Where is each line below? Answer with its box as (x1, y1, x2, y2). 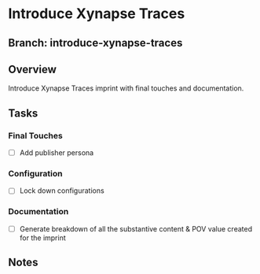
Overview (8, 62, 57, 76)
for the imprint (19, 233, 67, 243)
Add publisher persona (19, 148, 94, 157)
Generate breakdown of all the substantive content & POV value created (19, 224, 253, 233)
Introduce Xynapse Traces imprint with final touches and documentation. (8, 83, 244, 93)
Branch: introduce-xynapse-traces (8, 36, 183, 50)
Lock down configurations (19, 186, 104, 195)
